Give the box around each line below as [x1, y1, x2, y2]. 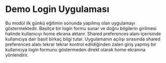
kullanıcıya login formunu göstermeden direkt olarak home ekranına [5, 46, 146, 52]
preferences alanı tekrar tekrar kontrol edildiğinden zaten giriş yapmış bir [5, 41, 156, 47]
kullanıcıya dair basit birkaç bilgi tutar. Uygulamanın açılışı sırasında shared [5, 36, 160, 42]
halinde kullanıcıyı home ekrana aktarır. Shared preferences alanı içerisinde [5, 30, 161, 36]
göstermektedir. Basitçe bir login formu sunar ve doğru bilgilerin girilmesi [5, 25, 157, 31]
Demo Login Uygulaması [5, 3, 109, 15]
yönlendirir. [5, 51, 29, 58]
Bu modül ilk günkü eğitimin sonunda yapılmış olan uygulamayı [5, 20, 135, 26]
